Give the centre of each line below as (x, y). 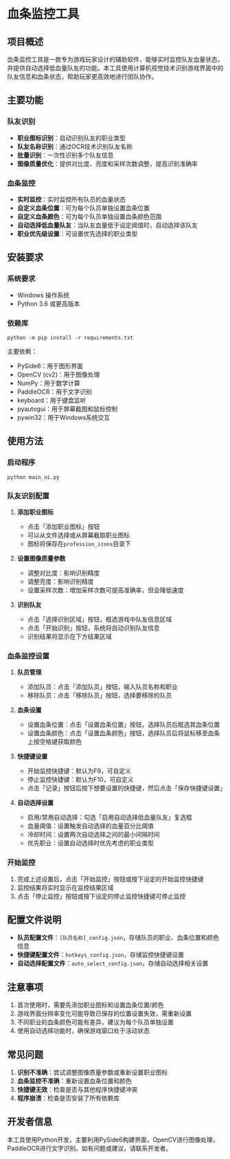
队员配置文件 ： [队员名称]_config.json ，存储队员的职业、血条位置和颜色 (118, 938)
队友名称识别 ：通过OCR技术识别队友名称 (74, 146)
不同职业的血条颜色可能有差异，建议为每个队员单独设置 (95, 1022)
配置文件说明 (34, 920)
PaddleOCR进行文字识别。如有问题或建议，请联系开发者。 (90, 1148)
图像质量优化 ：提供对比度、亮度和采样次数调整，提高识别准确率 (107, 164)
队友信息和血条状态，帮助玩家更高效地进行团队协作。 (82, 77)
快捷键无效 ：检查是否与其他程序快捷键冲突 (77, 1089)
